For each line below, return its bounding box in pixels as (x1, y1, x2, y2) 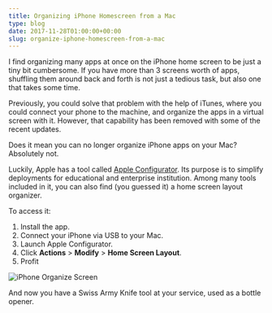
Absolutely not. (8, 149, 59, 159)
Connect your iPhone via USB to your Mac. (19, 231, 164, 241)
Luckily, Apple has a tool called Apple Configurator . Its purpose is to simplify (8, 164, 264, 175)
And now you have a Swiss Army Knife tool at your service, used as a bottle (8, 288, 261, 298)
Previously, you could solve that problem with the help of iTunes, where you (8, 98, 262, 108)
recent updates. (8, 124, 62, 134)
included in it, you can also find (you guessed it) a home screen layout (8, 182, 244, 192)
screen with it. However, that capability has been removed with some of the (8, 115, 261, 126)
